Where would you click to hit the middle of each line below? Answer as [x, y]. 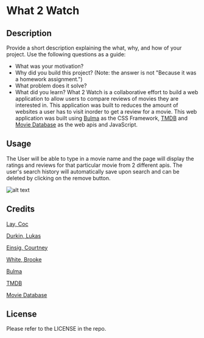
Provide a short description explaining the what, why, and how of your [94, 48]
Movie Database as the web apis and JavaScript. [76, 125]
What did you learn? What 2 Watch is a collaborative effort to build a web [107, 92]
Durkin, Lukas [24, 235]
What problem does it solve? [51, 86]
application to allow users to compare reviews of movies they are [97, 99]
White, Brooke [24, 259]
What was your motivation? [49, 66]
